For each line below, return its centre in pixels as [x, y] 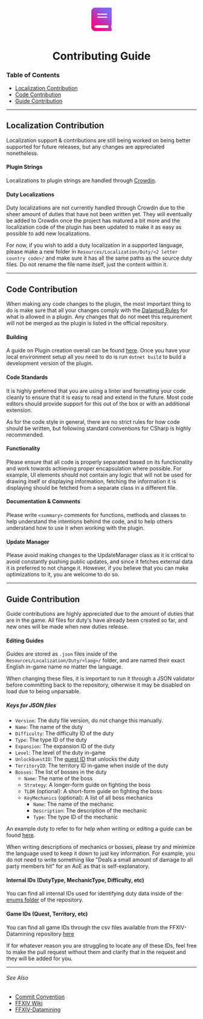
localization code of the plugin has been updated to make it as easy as [94, 227]
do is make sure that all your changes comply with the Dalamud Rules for [97, 311]
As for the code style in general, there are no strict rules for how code [93, 421]
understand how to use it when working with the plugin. [76, 527]
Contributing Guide [101, 56]
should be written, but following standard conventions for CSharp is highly [99, 428]
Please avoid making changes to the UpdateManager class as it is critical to [100, 555]
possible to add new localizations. [48, 234]
